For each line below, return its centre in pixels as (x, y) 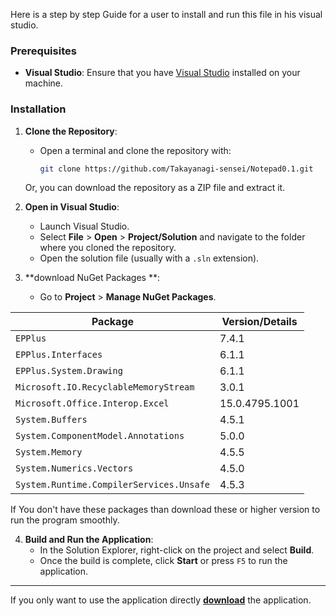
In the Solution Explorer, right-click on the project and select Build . (177, 550)
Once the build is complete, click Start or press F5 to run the (163, 561)
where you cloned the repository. (108, 248)
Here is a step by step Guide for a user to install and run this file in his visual (166, 14)
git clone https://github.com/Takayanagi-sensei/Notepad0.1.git (176, 169)
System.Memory (49, 452)
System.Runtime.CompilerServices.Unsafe (112, 485)
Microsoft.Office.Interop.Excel (92, 403)
